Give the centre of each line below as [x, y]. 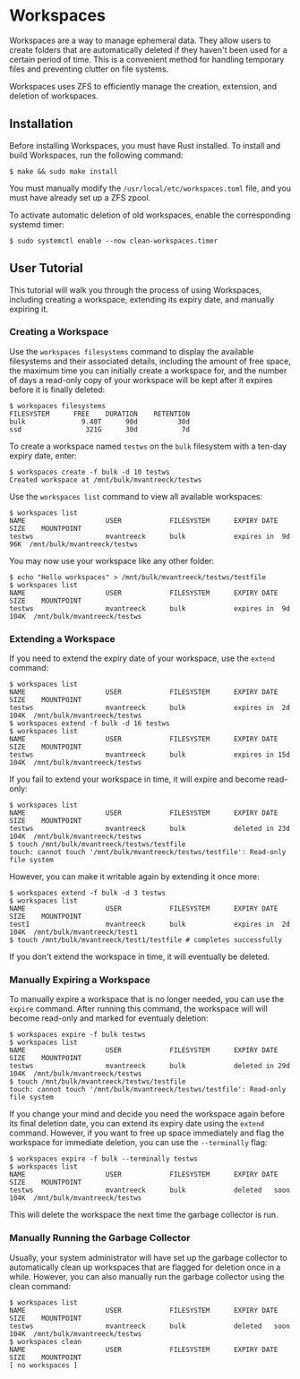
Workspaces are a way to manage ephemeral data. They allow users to [140, 40]
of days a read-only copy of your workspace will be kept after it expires [141, 380]
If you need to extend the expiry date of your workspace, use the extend [142, 658]
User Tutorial [46, 268]
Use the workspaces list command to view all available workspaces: [136, 496]
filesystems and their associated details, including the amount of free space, [150, 361]
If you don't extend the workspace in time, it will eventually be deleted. [140, 957]
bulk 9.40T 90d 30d [100, 422]
